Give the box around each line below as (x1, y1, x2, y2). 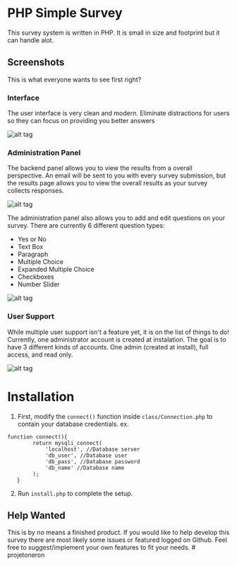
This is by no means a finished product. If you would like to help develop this (7, 529, 230, 537)
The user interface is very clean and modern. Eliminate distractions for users (7, 109, 230, 117)
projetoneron (7, 550, 45, 560)
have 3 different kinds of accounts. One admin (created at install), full (7, 342, 209, 351)
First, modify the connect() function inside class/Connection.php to (17, 412, 213, 420)
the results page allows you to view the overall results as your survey (7, 179, 208, 187)
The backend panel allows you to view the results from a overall (7, 164, 193, 173)
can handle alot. (7, 35, 54, 44)
